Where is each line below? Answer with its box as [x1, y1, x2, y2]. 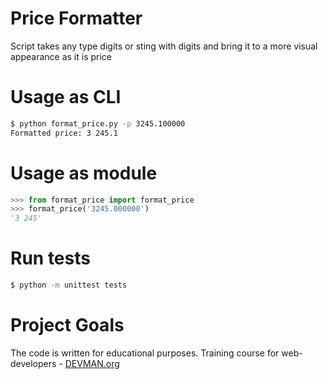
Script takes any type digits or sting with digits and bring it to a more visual [10, 40, 318, 52]
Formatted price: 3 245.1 [10, 128, 118, 138]
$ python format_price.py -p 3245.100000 [10, 118, 186, 129]
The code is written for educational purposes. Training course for [10, 347, 280, 359]
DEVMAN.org [64, 357, 120, 369]
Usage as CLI [10, 86, 122, 109]
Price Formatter [10, 7, 143, 30]
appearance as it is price [10, 50, 113, 62]
